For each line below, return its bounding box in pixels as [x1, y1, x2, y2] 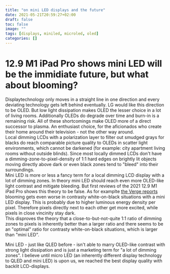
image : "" [5, 26, 26, 32]
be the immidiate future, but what [5, 69, 149, 80]
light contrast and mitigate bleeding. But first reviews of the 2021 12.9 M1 [5, 183, 157, 189]
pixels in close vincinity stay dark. [5, 210, 76, 216]
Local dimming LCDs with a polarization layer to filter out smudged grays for [5, 134, 164, 140]
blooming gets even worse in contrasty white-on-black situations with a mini [5, 194, 165, 200]
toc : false [5, 21, 28, 27]
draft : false [5, 17, 33, 22]
